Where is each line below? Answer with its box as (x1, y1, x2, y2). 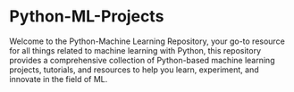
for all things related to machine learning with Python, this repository (9, 45, 262, 55)
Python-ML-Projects (9, 6, 164, 27)
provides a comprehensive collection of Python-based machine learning (9, 54, 275, 65)
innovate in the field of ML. (9, 73, 108, 84)
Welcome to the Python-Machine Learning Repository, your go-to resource (9, 36, 286, 46)
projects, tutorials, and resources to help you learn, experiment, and (9, 64, 259, 75)
